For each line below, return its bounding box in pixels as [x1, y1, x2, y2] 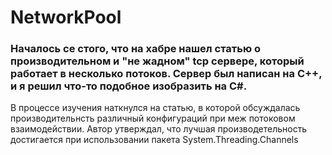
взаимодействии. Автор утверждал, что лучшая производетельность [10, 123, 308, 135]
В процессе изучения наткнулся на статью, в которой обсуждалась [10, 102, 301, 114]
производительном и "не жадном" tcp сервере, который [10, 54, 305, 68]
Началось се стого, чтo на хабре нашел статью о [10, 42, 261, 56]
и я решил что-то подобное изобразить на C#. [10, 79, 248, 93]
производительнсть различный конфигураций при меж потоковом [10, 112, 296, 125]
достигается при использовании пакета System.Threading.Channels [10, 134, 299, 146]
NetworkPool [10, 6, 122, 29]
